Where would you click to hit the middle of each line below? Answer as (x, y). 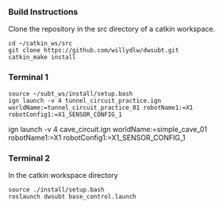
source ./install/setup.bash (56, 189)
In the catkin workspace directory (63, 175)
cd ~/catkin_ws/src (40, 43)
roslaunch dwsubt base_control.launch (72, 196)
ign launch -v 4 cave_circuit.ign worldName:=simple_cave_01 (108, 129)
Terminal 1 (29, 78)
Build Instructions (43, 12)
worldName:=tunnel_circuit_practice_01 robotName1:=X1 (101, 108)
